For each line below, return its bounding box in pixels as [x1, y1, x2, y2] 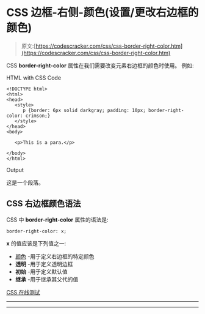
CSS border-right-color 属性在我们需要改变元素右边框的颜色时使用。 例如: [6, 62, 194, 69]
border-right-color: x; [6, 228, 67, 234]
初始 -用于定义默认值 [15, 267, 68, 275]
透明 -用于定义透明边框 [15, 260, 73, 267]
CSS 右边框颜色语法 [6, 198, 81, 209]
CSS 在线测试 [6, 288, 41, 296]
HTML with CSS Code [6, 74, 62, 81]
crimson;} [25, 113, 51, 119]
